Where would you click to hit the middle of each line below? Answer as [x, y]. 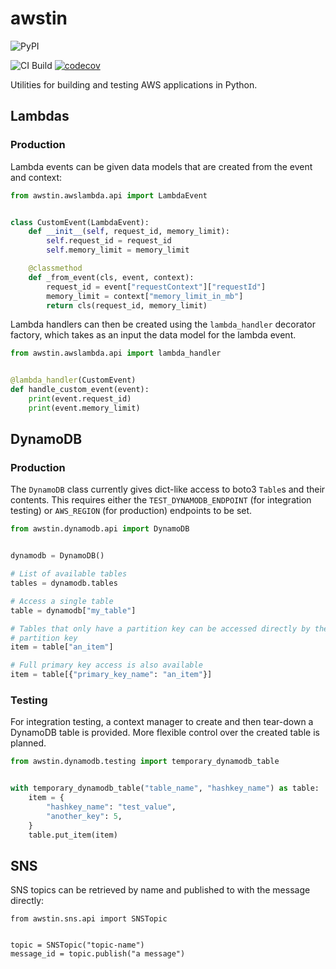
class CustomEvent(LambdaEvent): [80, 222]
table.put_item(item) [73, 835]
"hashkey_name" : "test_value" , [111, 807]
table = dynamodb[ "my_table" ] [73, 610]
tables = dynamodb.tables [64, 583]
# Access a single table [62, 601]
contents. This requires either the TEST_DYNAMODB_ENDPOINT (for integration [161, 500]
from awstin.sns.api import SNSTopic [89, 919]
